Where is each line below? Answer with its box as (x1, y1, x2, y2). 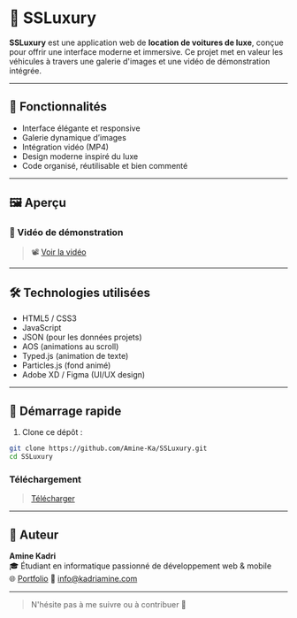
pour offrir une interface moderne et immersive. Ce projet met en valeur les (9, 46, 284, 57)
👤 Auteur (9, 527, 59, 542)
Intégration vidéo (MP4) (21, 141, 109, 152)
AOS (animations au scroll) (21, 341, 119, 352)
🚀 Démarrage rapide (9, 403, 122, 418)
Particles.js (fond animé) (21, 360, 111, 370)
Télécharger (30, 493, 75, 504)
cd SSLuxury (9, 452, 53, 461)
